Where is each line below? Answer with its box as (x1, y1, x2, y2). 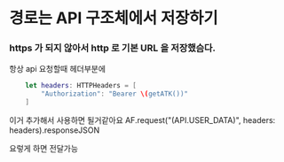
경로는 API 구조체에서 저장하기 (9, 8, 218, 28)
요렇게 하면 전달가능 (9, 143, 78, 154)
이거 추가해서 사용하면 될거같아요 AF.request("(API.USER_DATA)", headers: (9, 115, 276, 126)
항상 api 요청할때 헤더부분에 (9, 64, 106, 74)
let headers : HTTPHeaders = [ (25, 81, 138, 90)
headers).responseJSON (9, 125, 100, 135)
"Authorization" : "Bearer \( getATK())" (41, 89, 189, 98)
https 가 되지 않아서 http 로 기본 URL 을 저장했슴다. (9, 42, 216, 54)
